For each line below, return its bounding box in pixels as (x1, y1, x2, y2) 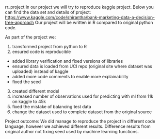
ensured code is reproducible (12, 49, 71, 54)
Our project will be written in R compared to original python (35, 19, 153, 25)
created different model (12, 88, 60, 94)
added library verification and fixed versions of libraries (12, 58, 123, 64)
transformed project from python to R (12, 44, 87, 49)
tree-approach (5, 19, 34, 25)
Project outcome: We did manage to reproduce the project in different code (5, 119, 156, 124)
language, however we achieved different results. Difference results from (5, 123, 151, 129)
